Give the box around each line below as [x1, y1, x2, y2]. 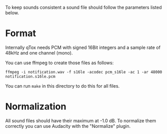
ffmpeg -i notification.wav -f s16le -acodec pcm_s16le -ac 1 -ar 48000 [5, 69, 162, 74]
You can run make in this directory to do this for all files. [5, 83, 120, 89]
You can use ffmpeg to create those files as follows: [5, 60, 114, 66]
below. [5, 10, 19, 16]
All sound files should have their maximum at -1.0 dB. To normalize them [5, 117, 156, 124]
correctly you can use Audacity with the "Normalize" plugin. [5, 123, 131, 129]
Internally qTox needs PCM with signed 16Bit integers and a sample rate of [5, 44, 161, 50]
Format [5, 28, 37, 39]
